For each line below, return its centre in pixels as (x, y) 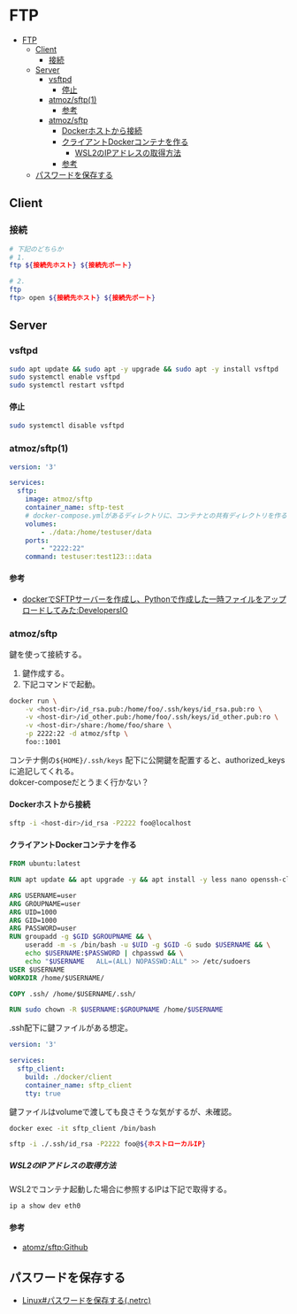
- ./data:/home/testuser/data (96, 532)
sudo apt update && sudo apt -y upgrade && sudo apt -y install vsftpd (144, 369)
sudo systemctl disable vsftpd (67, 426)
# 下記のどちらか (36, 249)
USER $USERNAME (37, 970)
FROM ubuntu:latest (45, 864)
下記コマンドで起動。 (61, 684)
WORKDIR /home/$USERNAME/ (57, 978)
